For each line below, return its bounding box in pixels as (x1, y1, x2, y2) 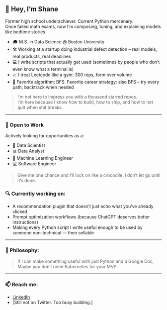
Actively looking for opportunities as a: (5, 133, 84, 139)
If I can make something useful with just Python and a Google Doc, (17, 258, 154, 264)
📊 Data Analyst (12, 148, 45, 154)
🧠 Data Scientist (12, 142, 46, 148)
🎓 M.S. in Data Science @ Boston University (12, 38, 105, 45)
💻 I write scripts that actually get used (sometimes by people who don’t (12, 59, 160, 65)
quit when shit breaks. (17, 104, 63, 110)
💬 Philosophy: (5, 247, 40, 254)
